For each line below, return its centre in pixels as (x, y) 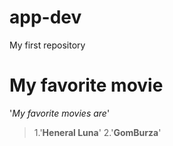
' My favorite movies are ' (60, 113)
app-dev (45, 17)
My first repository (47, 45)
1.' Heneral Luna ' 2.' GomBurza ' (97, 132)
